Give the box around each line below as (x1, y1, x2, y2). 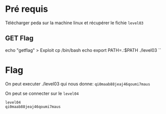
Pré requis (5, 3, 48, 15)
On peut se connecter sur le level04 (5, 90, 79, 96)
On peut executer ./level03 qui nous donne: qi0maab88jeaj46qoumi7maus (5, 80, 150, 87)
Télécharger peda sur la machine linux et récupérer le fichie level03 (5, 20, 144, 26)
